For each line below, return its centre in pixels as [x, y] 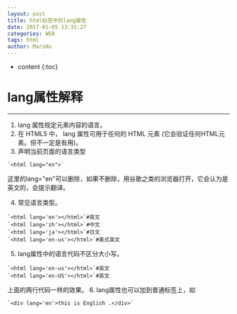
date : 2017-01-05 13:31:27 [47, 27]
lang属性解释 [45, 98]
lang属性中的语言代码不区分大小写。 [70, 253]
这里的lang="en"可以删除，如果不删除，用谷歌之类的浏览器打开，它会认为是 [118, 179]
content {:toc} [38, 67]
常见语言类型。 [39, 203]
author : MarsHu [30, 47]
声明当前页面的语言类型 [51, 151]
